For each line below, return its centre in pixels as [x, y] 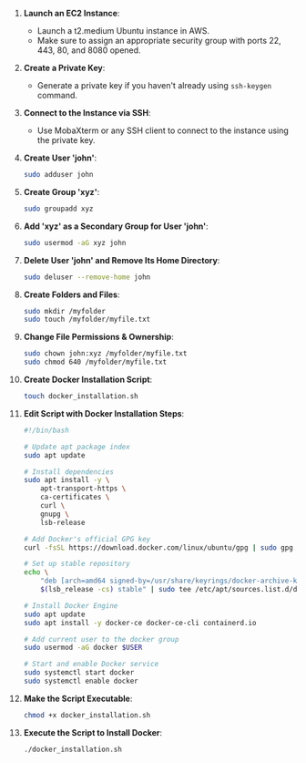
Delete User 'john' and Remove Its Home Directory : [122, 260]
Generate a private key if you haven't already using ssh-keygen [154, 85]
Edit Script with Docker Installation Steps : [104, 413]
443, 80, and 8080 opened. [89, 50]
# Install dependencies [69, 472]
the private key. [66, 140]
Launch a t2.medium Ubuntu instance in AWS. [123, 31]
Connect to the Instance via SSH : [87, 113]
